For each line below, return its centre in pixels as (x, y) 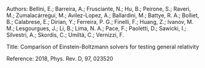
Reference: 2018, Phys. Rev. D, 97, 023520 (60, 59)
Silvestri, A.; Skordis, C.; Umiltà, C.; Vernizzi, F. (65, 35)
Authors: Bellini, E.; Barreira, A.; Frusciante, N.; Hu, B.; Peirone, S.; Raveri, (99, 9)
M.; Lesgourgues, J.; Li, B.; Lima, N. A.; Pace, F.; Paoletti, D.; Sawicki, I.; (96, 28)
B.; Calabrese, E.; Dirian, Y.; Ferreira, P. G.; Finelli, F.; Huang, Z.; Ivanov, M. (100, 22)
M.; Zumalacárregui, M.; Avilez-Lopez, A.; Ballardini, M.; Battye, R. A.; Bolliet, (103, 15)
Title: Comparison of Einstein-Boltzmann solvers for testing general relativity (103, 47)
